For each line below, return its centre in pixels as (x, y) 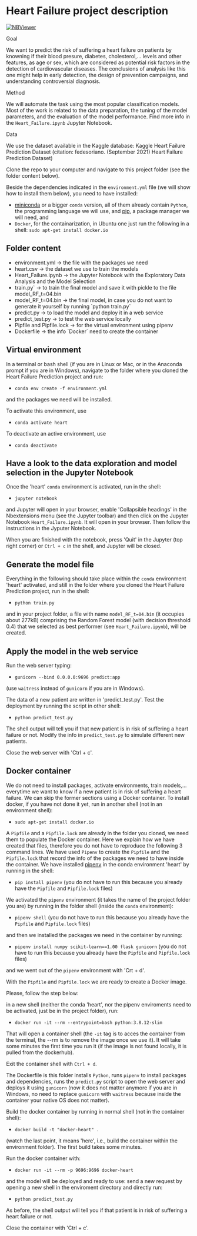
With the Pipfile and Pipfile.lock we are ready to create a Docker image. (96, 982)
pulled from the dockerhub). (40, 1052)
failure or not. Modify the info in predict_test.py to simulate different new (96, 735)
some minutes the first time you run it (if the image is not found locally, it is (96, 1046)
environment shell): (29, 810)
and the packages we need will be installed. (59, 399)
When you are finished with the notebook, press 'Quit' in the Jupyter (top (95, 540)
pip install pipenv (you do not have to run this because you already (98, 882)
